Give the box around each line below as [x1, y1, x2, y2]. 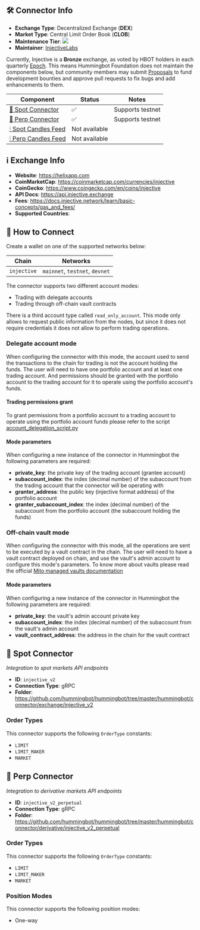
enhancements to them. [6, 81, 64, 88]
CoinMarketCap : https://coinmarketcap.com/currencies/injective [14, 178, 175, 185]
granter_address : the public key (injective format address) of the [14, 488, 174, 495]
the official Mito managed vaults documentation [6, 567, 123, 575]
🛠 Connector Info [6, 5, 73, 16]
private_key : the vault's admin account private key [14, 612, 140, 620]
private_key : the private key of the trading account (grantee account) [14, 469, 186, 476]
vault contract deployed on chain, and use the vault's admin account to [6, 555, 180, 562]
